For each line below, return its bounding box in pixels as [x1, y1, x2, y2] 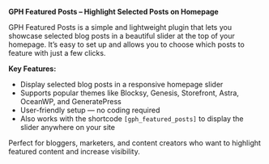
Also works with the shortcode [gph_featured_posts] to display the [19, 114, 245, 124]
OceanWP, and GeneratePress [19, 97, 122, 106]
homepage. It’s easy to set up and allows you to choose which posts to [8, 40, 245, 49]
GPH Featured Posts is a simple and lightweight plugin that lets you [8, 23, 233, 32]
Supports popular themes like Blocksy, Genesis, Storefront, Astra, [19, 88, 239, 98]
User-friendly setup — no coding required [19, 105, 160, 115]
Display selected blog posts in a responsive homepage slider [19, 80, 224, 89]
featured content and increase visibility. [8, 147, 140, 156]
